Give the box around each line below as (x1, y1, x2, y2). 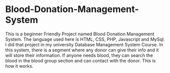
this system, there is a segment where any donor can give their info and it (5, 47, 159, 53)
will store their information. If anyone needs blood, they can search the (5, 52, 153, 58)
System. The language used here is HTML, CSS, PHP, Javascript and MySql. (5, 36, 165, 42)
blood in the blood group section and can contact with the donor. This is (5, 57, 156, 63)
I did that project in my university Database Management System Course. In (5, 41, 163, 47)
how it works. (5, 63, 33, 69)
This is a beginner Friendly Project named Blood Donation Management (5, 31, 155, 37)
